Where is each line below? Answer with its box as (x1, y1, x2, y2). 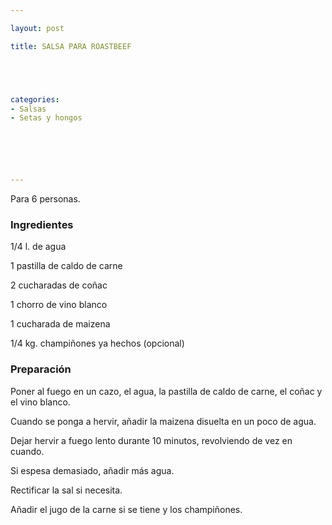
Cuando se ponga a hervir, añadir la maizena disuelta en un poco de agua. (10, 415, 317, 427)
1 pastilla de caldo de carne (10, 260, 123, 272)
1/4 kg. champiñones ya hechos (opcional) (10, 337, 185, 350)
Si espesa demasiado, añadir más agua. (10, 464, 175, 476)
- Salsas (10, 104, 47, 114)
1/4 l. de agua (10, 241, 67, 253)
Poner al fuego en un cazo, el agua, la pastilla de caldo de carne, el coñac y (10, 385, 323, 397)
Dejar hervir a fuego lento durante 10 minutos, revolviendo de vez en (10, 434, 293, 446)
